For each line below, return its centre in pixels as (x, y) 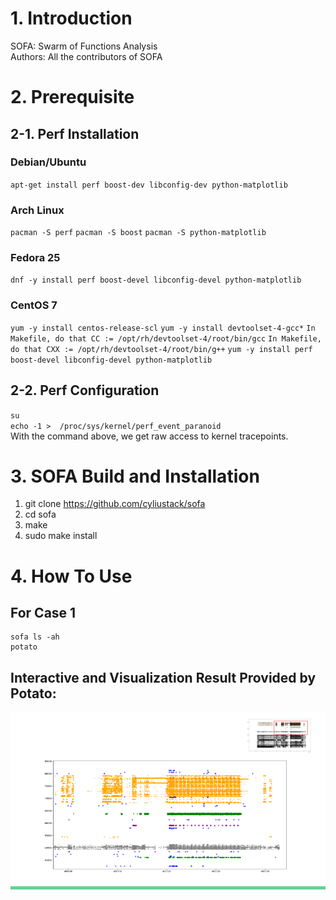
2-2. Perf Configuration (85, 390)
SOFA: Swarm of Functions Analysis (84, 46)
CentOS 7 (34, 305)
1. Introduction (71, 18)
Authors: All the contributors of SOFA (86, 56)
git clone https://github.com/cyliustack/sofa (115, 504)
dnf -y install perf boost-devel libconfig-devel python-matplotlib (156, 280)
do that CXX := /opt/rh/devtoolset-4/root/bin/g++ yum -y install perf (161, 349)
